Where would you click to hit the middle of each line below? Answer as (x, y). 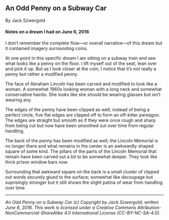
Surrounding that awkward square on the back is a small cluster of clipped (82, 172)
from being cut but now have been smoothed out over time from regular (80, 126)
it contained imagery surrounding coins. (47, 48)
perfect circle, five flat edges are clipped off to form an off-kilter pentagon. (83, 115)
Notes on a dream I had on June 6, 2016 (47, 32)
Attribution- (149, 207)
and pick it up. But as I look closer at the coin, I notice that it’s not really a (81, 69)
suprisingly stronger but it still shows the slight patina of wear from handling (84, 182)
